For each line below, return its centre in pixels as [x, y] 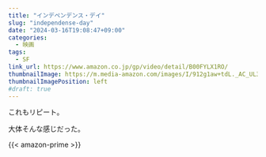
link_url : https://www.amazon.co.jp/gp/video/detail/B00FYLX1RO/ [118, 67]
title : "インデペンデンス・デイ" [57, 15]
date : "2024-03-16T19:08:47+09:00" [67, 30]
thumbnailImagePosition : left [58, 81]
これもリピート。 [36, 112]
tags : [17, 52]
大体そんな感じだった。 [46, 129]
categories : [28, 37]
